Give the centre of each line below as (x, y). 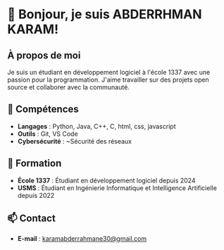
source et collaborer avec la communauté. (69, 87)
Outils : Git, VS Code (48, 134)
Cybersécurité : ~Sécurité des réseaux (75, 141)
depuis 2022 (36, 195)
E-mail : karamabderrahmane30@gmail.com (82, 239)
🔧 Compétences (43, 110)
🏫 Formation (35, 164)
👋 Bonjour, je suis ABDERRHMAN (105, 14)
